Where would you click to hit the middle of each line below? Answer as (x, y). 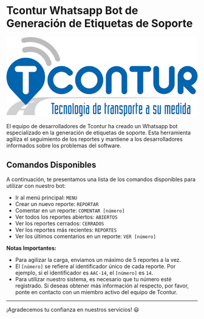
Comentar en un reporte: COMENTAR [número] (70, 211)
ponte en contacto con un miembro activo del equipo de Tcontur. (96, 292)
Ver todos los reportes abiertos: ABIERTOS (66, 217)
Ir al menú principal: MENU (46, 197)
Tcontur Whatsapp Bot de (72, 11)
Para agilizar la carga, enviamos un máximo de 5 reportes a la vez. (98, 260)
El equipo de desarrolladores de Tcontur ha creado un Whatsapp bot (92, 126)
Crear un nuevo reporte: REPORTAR (57, 204)
